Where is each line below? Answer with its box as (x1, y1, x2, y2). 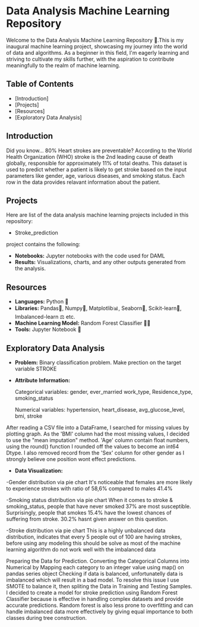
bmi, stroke (14, 412, 43, 419)
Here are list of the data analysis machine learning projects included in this (6, 211, 189, 218)
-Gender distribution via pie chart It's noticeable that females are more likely (6, 479, 193, 485)
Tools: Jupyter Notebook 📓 (14, 326, 81, 333)
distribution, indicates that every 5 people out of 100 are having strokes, (6, 534, 182, 540)
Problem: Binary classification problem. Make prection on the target (14, 359, 181, 366)
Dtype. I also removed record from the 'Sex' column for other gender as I (6, 449, 185, 456)
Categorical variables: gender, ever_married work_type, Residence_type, (14, 388, 193, 395)
